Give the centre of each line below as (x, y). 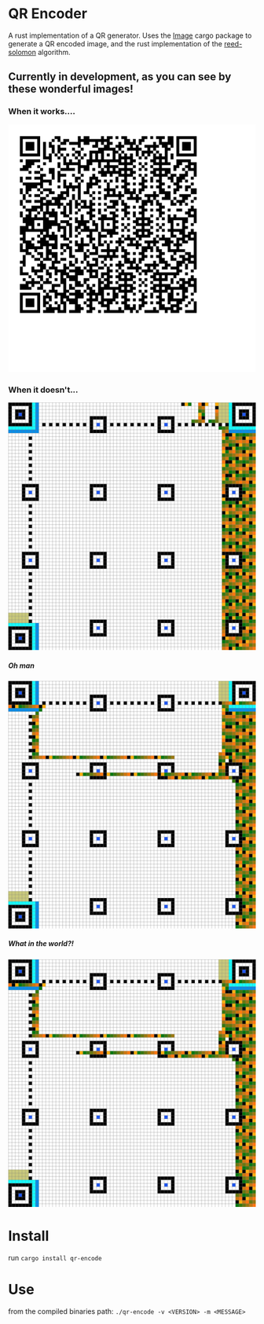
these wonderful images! (71, 89)
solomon (22, 52)
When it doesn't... (43, 390)
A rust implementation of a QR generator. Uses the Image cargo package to (130, 35)
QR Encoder (48, 14)
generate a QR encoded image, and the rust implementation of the (115, 43)
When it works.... (42, 112)
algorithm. (54, 52)
